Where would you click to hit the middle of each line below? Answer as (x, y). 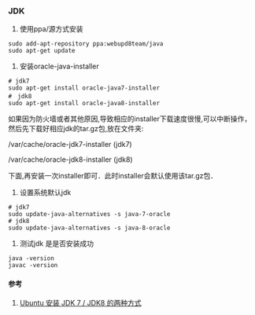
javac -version (33, 266)
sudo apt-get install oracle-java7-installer (84, 88)
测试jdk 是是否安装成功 (57, 244)
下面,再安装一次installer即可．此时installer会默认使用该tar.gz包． (113, 176)
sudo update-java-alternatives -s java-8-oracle (89, 228)
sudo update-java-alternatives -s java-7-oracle (89, 214)
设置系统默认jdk (45, 192)
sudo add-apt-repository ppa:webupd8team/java (86, 44)
